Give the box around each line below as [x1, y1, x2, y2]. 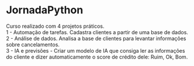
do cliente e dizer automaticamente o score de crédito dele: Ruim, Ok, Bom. [6, 53, 188, 60]
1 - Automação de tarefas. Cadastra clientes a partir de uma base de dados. [6, 28, 189, 35]
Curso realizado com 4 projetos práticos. [6, 23, 105, 30]
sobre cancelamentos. [6, 41, 60, 48]
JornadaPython [6, 3, 84, 17]
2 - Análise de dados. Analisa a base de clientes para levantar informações [6, 35, 186, 42]
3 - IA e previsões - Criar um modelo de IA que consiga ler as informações [6, 47, 185, 54]
